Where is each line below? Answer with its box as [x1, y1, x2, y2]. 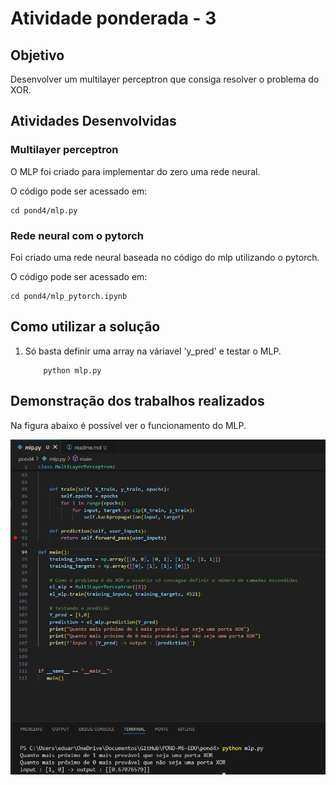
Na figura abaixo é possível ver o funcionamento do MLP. [10, 419, 247, 431]
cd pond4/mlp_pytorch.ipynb [10, 291, 128, 301]
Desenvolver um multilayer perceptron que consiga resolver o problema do [10, 73, 320, 85]
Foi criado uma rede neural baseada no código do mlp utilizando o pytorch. [10, 251, 320, 263]
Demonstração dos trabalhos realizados [10, 393, 265, 410]
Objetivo [10, 47, 65, 64]
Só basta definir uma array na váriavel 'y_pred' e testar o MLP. [24, 345, 282, 357]
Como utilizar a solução [10, 318, 161, 336]
